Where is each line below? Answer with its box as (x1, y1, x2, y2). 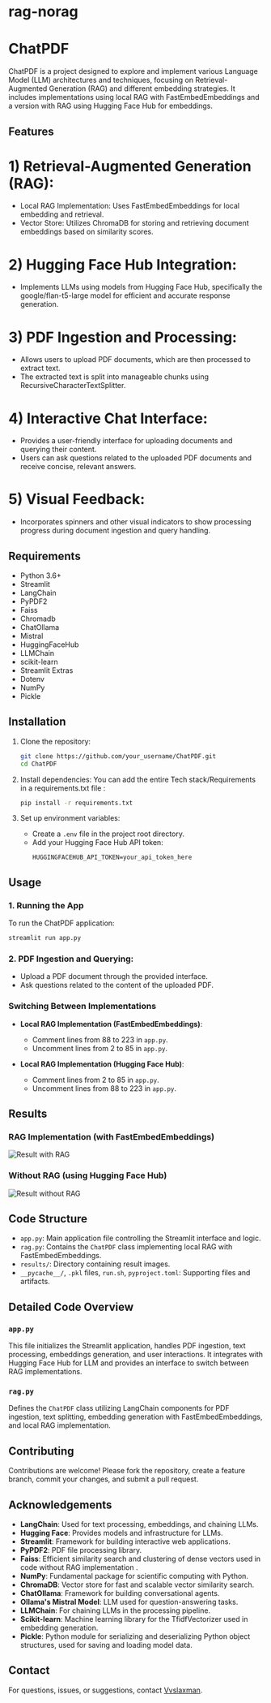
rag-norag (8, 2, 78, 21)
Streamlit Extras (19, 666, 74, 675)
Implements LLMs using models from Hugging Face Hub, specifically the (19, 282, 263, 292)
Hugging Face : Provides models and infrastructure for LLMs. (19, 1528, 223, 1538)
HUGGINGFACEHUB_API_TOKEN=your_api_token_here (32, 853, 193, 862)
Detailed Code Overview (8, 1300, 134, 1313)
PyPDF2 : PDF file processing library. (19, 1546, 142, 1555)
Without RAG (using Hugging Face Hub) (8, 1170, 167, 1181)
